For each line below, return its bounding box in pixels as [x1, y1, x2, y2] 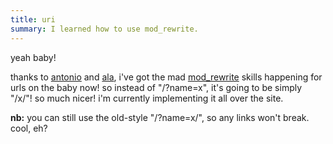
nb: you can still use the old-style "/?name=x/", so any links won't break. [10, 111, 310, 123]
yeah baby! [10, 51, 57, 63]
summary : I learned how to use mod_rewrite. [10, 24, 199, 34]
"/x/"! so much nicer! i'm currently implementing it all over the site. [10, 92, 284, 104]
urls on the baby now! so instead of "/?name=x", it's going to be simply [10, 81, 303, 93]
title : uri [10, 14, 56, 25]
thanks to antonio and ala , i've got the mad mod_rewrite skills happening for [10, 71, 323, 83]
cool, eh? [10, 122, 48, 134]
